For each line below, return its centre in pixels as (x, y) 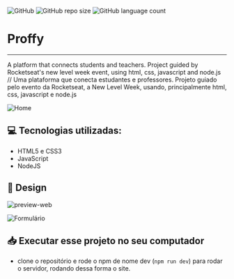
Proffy (26, 39)
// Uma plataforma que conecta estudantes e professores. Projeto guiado (112, 80)
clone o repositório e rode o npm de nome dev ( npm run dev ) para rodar (120, 261)
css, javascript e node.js (42, 94)
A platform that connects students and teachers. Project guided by (103, 65)
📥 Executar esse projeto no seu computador (106, 241)
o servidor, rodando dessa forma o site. (74, 269)
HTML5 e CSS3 (39, 151)
